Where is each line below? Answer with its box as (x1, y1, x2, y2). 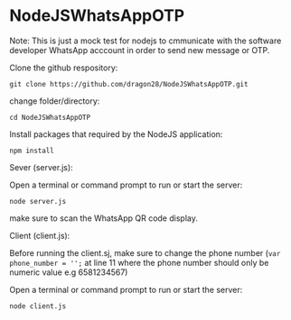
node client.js (9, 301, 67, 311)
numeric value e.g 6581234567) (9, 267, 128, 278)
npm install (9, 146, 54, 155)
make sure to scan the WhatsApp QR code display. (9, 213, 199, 224)
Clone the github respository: (9, 62, 118, 73)
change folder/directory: (9, 96, 100, 106)
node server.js (9, 197, 67, 206)
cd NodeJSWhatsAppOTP (9, 113, 91, 122)
